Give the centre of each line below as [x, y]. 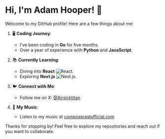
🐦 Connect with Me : [34, 86]
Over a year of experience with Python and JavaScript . [76, 50]
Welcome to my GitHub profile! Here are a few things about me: [69, 24]
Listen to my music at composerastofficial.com [67, 116]
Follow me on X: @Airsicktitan [50, 97]
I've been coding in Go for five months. [59, 45]
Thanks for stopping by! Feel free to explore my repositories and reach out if [82, 126]
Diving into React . [47, 71]
